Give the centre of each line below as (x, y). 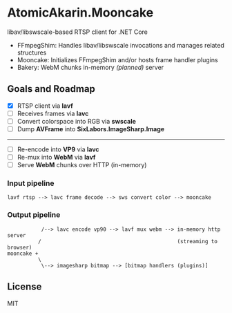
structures (32, 53)
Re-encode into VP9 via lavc (58, 149)
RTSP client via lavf (45, 106)
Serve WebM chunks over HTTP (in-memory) (82, 165)
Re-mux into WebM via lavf (56, 158)
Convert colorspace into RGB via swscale (77, 121)
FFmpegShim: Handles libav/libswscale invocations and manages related (120, 45)
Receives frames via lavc (53, 113)
